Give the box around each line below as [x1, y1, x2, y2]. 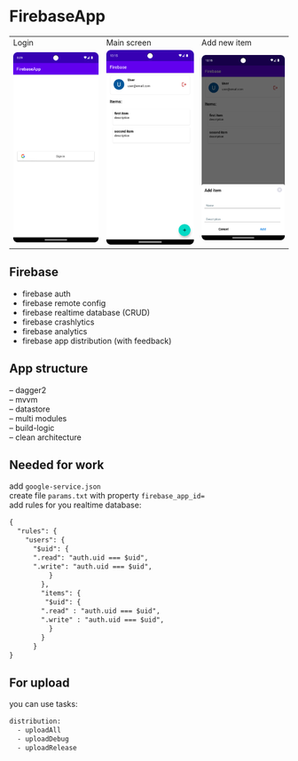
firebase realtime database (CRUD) [21, 307, 151, 318]
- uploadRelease [17, 743, 77, 753]
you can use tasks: [9, 699, 78, 710]
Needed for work [9, 457, 105, 472]
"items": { [41, 589, 82, 598]
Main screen [106, 37, 152, 48]
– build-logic [9, 422, 55, 433]
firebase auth [21, 288, 71, 299]
